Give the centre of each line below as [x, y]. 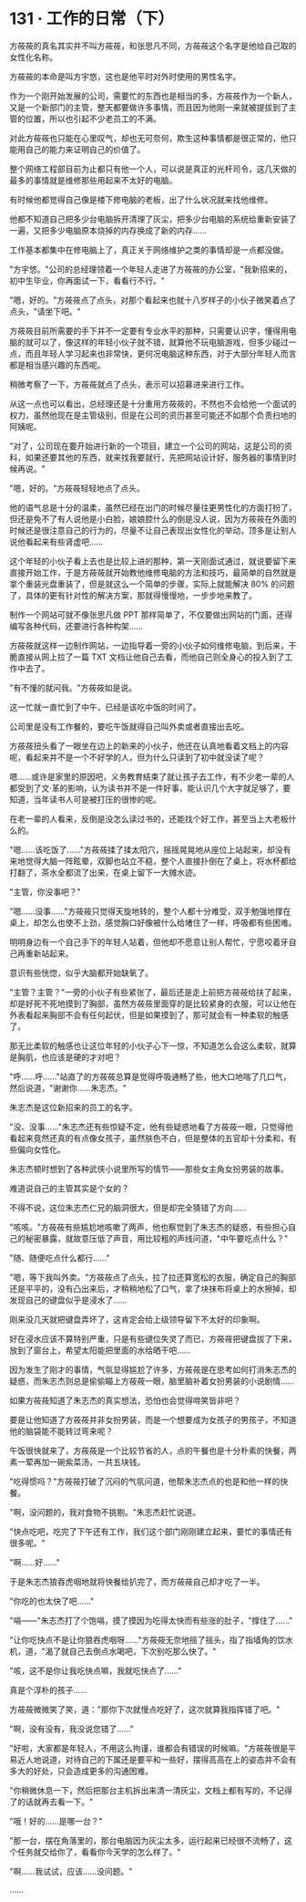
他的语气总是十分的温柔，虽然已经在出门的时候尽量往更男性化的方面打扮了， [153, 507]
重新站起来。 [49, 953]
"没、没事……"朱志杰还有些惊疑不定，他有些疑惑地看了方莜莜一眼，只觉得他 [152, 1127]
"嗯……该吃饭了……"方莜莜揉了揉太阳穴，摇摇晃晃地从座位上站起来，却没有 [150, 849]
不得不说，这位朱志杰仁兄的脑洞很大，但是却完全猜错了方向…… [128, 1207]
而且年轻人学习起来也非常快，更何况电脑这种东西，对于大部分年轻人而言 [161, 353]
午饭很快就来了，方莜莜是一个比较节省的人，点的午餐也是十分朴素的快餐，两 [153, 1450]
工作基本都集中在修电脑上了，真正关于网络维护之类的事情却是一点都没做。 [149, 249]
